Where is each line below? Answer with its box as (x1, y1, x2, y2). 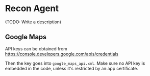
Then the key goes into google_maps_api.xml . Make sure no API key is (5, 60, 146, 66)
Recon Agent (5, 3, 59, 14)
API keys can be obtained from (5, 46, 68, 51)
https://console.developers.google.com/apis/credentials (5, 51, 119, 57)
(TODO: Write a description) (5, 19, 61, 25)
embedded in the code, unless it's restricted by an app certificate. (5, 65, 138, 71)
